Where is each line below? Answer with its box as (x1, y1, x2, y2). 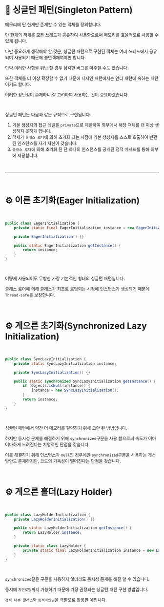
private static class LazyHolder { (14, 544, 86, 548)
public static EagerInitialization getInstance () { (14, 243, 121, 248)
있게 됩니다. (5, 38, 28, 44)
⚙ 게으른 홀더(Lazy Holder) (5, 486, 113, 497)
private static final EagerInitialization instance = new (14, 225, 134, 230)
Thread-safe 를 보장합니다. (5, 292, 56, 298)
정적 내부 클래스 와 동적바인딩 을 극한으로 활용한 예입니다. (5, 597, 107, 603)
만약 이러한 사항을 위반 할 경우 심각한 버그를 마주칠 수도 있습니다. (5, 64, 129, 71)
